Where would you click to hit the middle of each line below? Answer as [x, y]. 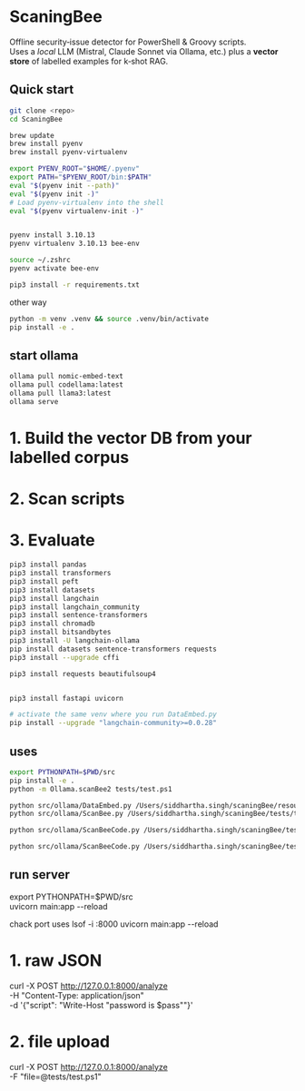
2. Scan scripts [67, 499]
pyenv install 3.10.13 [52, 235]
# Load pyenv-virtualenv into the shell [87, 202]
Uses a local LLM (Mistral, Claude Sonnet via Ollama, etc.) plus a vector [144, 51]
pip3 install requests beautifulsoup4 [83, 673]
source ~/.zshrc [40, 260]
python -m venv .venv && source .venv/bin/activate [109, 319]
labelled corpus [69, 457]
